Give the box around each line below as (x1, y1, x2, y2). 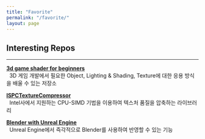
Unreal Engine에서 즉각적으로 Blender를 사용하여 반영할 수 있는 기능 (9, 126, 173, 134)
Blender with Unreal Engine (6, 119, 77, 126)
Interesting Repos (6, 43, 75, 53)
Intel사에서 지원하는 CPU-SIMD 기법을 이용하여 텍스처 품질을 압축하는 (9, 99, 176, 107)
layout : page (6, 20, 40, 26)
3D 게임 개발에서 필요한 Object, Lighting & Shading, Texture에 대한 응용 (9, 72, 184, 79)
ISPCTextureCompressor (6, 92, 71, 99)
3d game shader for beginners (6, 65, 85, 72)
